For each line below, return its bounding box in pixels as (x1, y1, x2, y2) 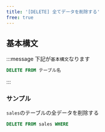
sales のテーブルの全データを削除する (6, 109, 99, 116)
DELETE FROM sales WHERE (6, 121, 69, 127)
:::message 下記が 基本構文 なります (6, 55, 91, 63)
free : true (6, 14, 34, 20)
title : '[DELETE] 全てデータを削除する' (6, 8, 100, 15)
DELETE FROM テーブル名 (6, 68, 62, 74)
